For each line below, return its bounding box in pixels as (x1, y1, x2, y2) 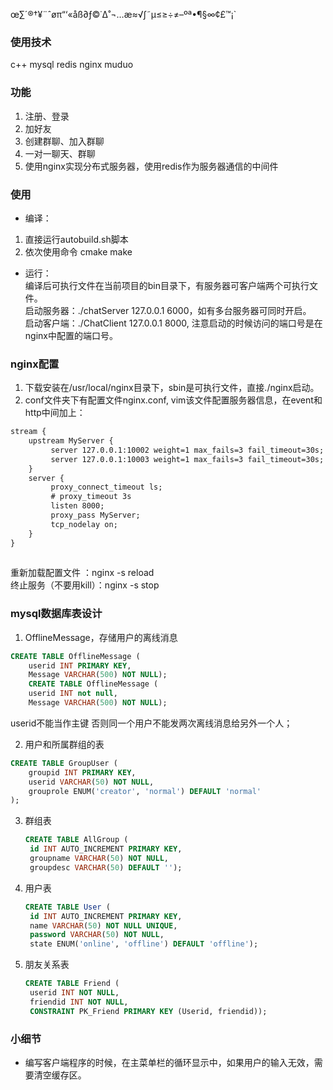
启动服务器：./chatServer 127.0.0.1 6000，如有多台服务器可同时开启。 (24, 304, 312, 316)
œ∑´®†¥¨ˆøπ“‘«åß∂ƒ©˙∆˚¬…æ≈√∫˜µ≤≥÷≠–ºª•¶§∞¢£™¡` (10, 9, 237, 20)
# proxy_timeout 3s (50, 492, 132, 502)
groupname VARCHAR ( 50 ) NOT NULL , (29, 854, 169, 864)
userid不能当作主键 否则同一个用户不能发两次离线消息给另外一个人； (10, 717, 293, 729)
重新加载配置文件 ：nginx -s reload (10, 567, 155, 579)
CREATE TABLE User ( (24, 902, 111, 912)
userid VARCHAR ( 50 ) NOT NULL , (28, 777, 155, 787)
